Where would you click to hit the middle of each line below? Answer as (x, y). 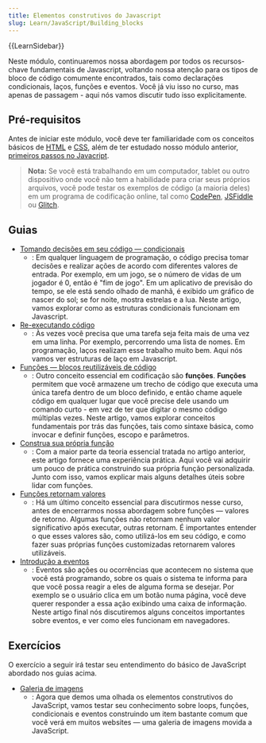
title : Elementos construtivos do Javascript (85, 15)
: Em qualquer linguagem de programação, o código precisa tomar (140, 257)
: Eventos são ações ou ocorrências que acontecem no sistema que (143, 570)
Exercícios (35, 646)
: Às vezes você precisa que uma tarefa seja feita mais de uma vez (141, 334)
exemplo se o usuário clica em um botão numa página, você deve (139, 595)
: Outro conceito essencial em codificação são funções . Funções (139, 376)
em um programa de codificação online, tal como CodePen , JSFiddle (140, 196)
